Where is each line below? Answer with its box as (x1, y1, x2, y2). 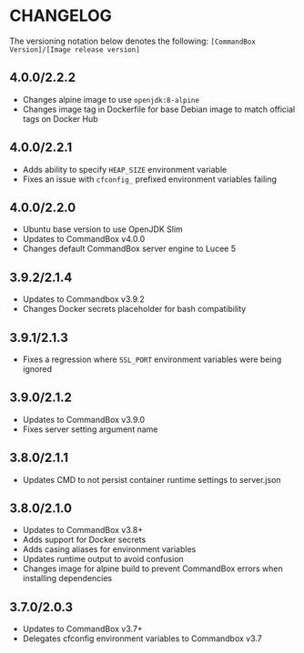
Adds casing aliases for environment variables (22, 544, 197, 555)
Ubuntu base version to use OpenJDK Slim (22, 224, 184, 235)
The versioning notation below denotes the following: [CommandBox (9, 35, 257, 46)
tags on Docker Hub (22, 113, 98, 124)
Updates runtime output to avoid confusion (22, 554, 184, 565)
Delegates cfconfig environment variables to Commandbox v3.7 (22, 633, 262, 644)
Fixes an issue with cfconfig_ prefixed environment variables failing (22, 174, 278, 185)
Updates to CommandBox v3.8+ (22, 525, 144, 536)
